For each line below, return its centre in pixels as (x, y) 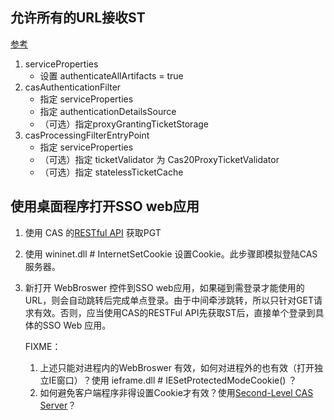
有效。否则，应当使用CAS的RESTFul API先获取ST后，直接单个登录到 (174, 312)
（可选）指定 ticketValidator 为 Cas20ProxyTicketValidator (159, 159)
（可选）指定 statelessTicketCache (111, 172)
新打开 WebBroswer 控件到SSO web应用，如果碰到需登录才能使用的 (164, 287)
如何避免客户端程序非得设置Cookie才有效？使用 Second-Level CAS (176, 392)
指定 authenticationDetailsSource (108, 111)
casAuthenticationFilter (73, 87)
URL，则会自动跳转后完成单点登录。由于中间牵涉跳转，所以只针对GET (169, 300)
